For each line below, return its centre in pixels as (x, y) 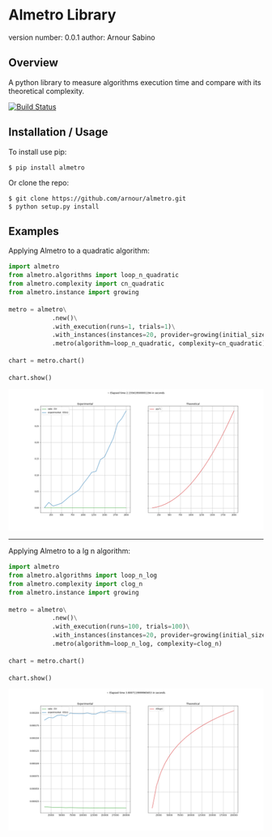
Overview (34, 63)
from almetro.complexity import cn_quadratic (86, 284)
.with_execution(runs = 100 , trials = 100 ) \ (121, 627)
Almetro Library (62, 15)
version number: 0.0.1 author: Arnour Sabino (82, 37)
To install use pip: (38, 152)
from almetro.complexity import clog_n (76, 584)
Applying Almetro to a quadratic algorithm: (79, 251)
